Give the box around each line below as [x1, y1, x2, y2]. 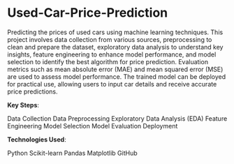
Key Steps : [7, 100, 40, 109]
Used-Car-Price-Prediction [7, 5, 168, 21]
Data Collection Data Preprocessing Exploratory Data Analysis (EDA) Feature [7, 114, 228, 123]
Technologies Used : [7, 135, 66, 144]
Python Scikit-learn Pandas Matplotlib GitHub [7, 149, 138, 157]
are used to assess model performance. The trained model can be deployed [7, 72, 226, 81]
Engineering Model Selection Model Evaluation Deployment [7, 121, 178, 130]
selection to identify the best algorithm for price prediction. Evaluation [7, 57, 208, 66]
